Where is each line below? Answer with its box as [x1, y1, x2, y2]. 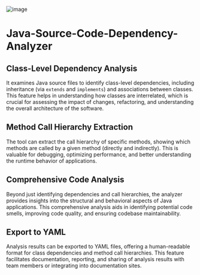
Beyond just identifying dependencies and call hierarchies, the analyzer [6, 190, 183, 198]
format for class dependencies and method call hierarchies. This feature [6, 249, 184, 256]
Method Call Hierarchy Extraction [6, 122, 134, 132]
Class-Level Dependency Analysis [6, 63, 138, 73]
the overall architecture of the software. [6, 105, 104, 112]
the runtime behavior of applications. [6, 157, 97, 165]
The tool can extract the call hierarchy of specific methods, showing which [6, 138, 190, 145]
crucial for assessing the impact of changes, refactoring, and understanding [6, 98, 194, 105]
